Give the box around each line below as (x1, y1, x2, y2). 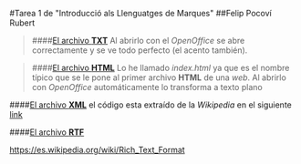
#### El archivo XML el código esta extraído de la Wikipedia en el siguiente (9, 99, 292, 110)
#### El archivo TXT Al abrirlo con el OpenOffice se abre (31, 36, 245, 46)
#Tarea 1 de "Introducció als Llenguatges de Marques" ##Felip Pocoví (9, 8, 272, 18)
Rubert (9, 17, 36, 28)
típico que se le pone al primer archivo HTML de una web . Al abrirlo (31, 72, 287, 83)
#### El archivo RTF (9, 127, 85, 138)
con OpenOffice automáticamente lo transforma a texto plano (31, 82, 263, 92)
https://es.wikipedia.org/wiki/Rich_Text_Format (9, 145, 185, 155)
